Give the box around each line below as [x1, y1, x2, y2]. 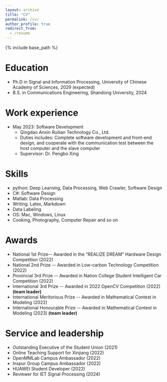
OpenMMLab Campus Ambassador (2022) [12, 355, 101, 361]
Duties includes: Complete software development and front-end [20, 134, 152, 140]
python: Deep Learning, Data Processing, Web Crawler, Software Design [12, 185, 162, 191]
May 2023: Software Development [12, 124, 84, 130]
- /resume [10, 31, 30, 36]
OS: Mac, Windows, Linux [12, 211, 66, 217]
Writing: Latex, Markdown [12, 201, 66, 207]
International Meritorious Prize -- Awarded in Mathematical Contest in [12, 294, 156, 300]
